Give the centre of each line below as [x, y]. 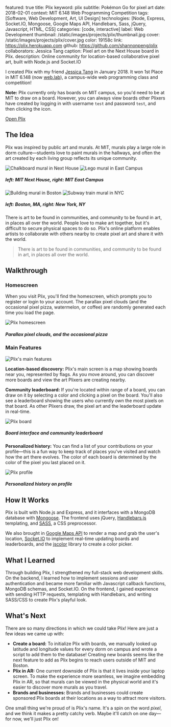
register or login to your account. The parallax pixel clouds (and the [76, 302]
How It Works [27, 500]
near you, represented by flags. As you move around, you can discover [80, 374]
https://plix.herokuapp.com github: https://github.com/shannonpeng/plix [82, 45]
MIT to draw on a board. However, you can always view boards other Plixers [85, 98]
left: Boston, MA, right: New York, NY [45, 204]
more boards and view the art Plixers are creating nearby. [66, 380]
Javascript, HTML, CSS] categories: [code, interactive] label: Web [75, 29]
